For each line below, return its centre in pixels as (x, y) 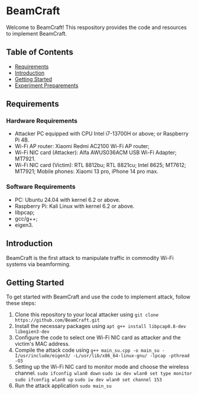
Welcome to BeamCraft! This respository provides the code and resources (97, 27)
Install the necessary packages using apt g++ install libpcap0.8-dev (100, 326)
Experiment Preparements (46, 85)
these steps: (21, 303)
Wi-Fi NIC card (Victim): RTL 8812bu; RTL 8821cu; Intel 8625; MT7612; (100, 165)
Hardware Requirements (42, 121)
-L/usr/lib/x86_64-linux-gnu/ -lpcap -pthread (132, 356)
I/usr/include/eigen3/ (43, 356)
